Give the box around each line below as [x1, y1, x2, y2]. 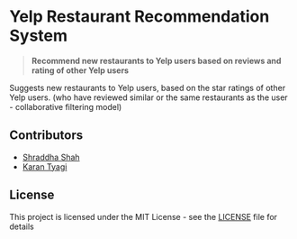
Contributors [9, 128, 84, 143]
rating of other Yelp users [31, 65, 129, 76]
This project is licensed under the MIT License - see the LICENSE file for [9, 211, 277, 222]
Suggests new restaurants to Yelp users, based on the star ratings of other [9, 82, 286, 93]
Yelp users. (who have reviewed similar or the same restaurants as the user [9, 92, 288, 103]
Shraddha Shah [22, 152, 80, 162]
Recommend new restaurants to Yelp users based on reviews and [31, 55, 282, 66]
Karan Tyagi [22, 161, 67, 172]
